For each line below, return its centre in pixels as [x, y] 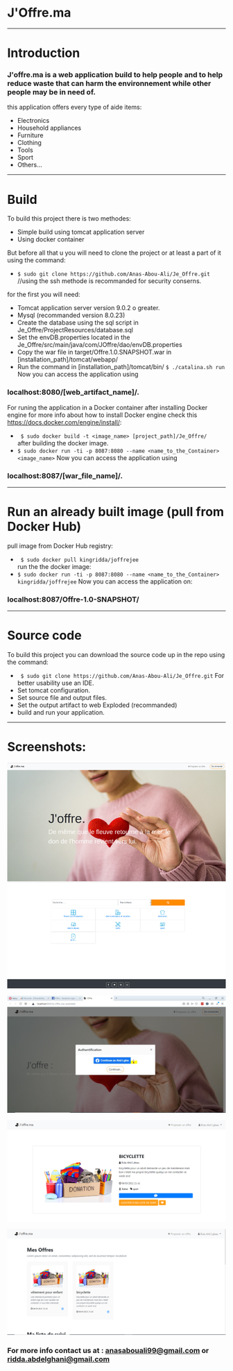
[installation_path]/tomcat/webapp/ [68, 359]
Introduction [44, 53]
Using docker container [51, 239]
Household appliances [49, 128]
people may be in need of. [51, 92]
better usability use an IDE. [56, 683]
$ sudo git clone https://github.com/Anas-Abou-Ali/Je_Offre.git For [122, 676]
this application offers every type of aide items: [75, 107]
